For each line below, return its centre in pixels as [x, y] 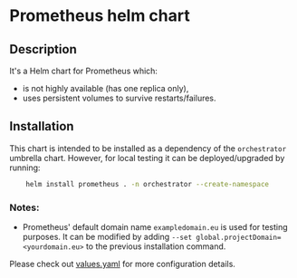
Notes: [24, 207]
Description [43, 49]
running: [25, 168]
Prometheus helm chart [100, 16]
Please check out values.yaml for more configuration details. [122, 264]
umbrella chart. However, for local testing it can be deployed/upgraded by [147, 158]
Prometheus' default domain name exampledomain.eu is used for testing [155, 226]
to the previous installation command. [156, 246]
